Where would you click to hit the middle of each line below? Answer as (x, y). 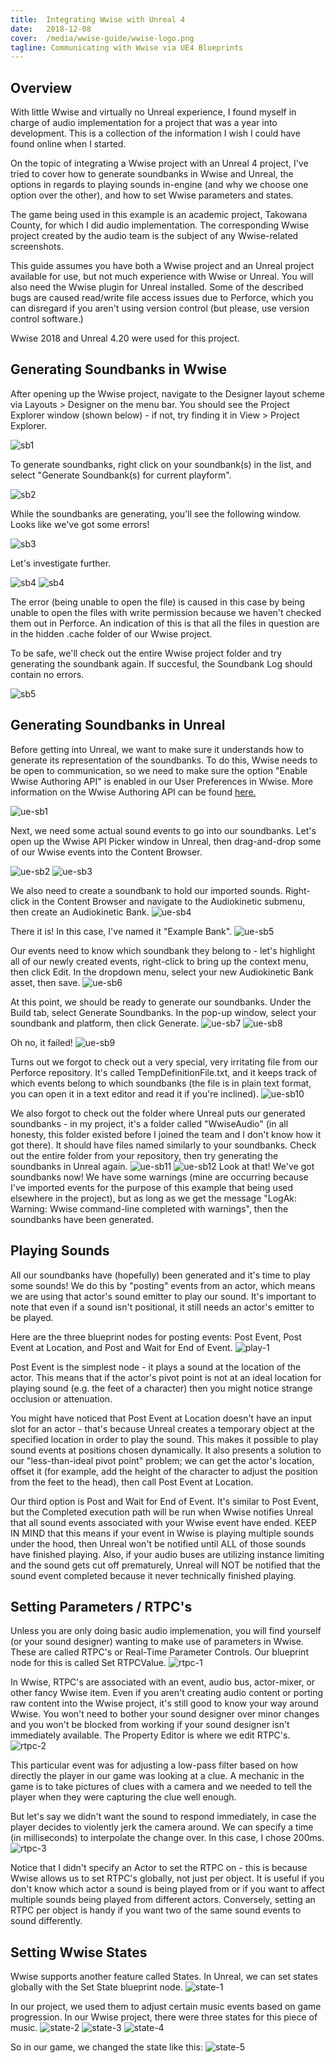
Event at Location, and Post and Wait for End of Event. (121, 1347)
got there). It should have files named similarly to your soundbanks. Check (163, 1145)
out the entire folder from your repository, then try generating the (144, 1155)
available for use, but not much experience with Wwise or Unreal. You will (162, 277)
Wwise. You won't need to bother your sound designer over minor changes (165, 1714)
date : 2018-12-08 (51, 29)
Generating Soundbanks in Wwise (118, 369)
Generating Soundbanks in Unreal (118, 725)
